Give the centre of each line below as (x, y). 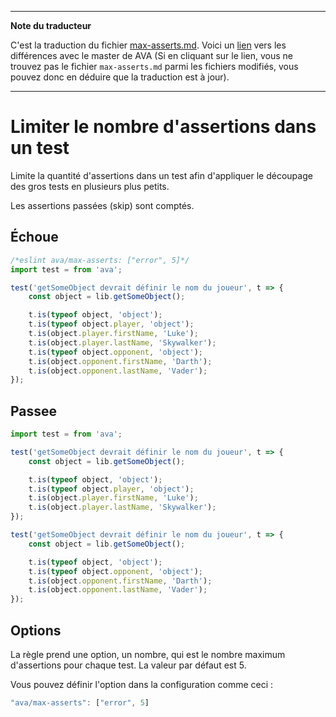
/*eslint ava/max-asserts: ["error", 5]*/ (100, 260)
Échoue (34, 237)
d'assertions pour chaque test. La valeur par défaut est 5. (128, 665)
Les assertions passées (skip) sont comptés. (102, 205)
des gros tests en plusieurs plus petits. (90, 186)
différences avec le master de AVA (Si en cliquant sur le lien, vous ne (151, 55)
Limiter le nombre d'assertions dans (163, 127)
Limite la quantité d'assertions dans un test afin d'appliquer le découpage (161, 175)
